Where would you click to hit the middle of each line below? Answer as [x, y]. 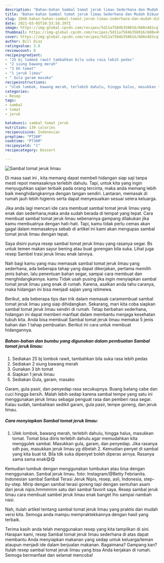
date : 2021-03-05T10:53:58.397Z [38, 23]
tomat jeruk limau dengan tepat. [37, 234]
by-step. [13, 484]
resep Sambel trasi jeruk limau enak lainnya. [49, 254]
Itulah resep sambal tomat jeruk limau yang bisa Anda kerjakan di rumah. [78, 550]
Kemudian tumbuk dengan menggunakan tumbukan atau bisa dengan [75, 468]
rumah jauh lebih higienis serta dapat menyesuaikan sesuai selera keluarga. [81, 198]
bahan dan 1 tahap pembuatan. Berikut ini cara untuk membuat [68, 325]
